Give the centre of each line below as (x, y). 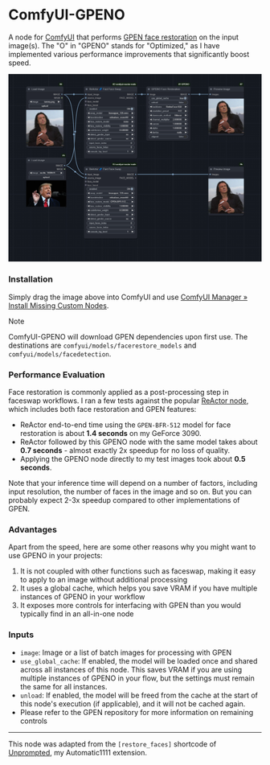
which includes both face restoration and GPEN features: (102, 409)
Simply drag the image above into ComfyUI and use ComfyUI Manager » (128, 297)
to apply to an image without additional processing (104, 580)
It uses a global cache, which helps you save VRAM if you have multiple (139, 588)
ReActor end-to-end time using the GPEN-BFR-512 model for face (125, 425)
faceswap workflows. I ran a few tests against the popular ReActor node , (129, 401)
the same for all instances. (63, 686)
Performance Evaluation (57, 374)
